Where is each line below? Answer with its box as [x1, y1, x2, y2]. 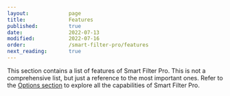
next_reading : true [7, 48, 81, 55]
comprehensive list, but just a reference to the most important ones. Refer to [7, 74, 223, 82]
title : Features [7, 16, 94, 23]
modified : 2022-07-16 [7, 35, 100, 42]
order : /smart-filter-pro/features [7, 42, 149, 48]
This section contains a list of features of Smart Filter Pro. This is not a [7, 66, 206, 75]
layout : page [7, 10, 81, 17]
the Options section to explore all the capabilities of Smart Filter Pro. [7, 81, 200, 89]
